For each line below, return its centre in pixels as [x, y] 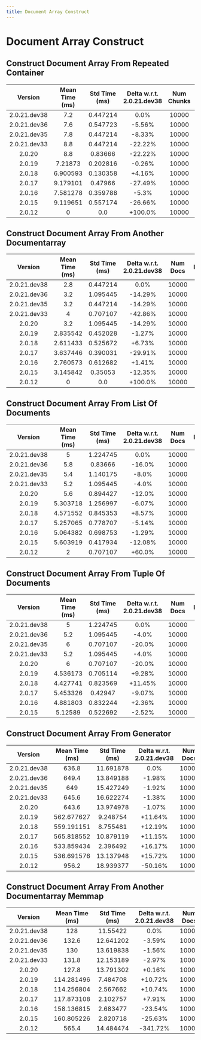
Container [25, 73]
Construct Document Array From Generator [89, 734]
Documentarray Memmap [55, 896]
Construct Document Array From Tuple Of [86, 573]
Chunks [179, 101]
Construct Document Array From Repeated [88, 64]
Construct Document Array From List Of [82, 403]
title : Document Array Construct [48, 12]
